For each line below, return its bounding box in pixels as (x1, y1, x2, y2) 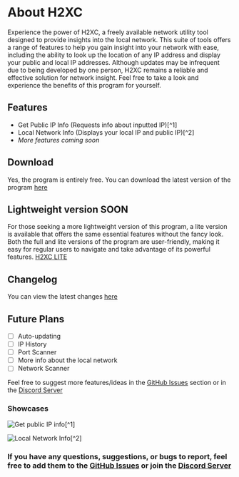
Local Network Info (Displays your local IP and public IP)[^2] (17, 128, 195, 136)
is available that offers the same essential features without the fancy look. (7, 230, 224, 239)
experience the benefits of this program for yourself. (7, 81, 162, 89)
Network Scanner (17, 364, 70, 373)
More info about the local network (17, 356, 118, 364)
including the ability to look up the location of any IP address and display (7, 51, 221, 59)
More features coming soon (17, 135, 100, 144)
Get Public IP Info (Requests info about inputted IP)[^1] (17, 120, 178, 129)
